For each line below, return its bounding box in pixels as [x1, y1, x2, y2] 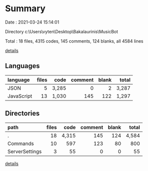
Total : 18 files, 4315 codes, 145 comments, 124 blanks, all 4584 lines [5, 38, 144, 44]
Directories [5, 109, 40, 118]
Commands [7, 140, 34, 147]
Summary [5, 3, 45, 14]
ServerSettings [7, 148, 42, 155]
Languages [5, 62, 40, 70]
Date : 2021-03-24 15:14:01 [5, 19, 60, 25]
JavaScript [7, 93, 33, 99]
